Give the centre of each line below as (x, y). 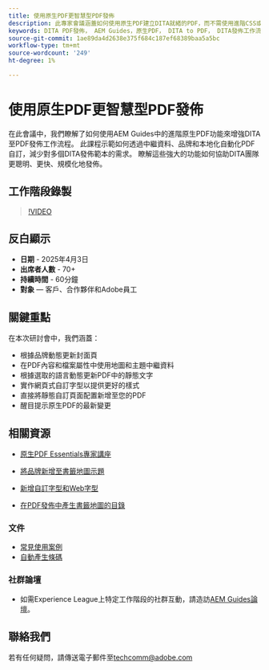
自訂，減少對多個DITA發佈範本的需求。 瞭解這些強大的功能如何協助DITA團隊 (134, 153)
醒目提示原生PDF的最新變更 (66, 406)
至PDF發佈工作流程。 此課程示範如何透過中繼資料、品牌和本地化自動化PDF (132, 143)
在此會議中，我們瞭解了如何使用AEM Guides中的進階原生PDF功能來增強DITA (134, 133)
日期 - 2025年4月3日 (54, 259)
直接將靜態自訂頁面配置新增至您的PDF (83, 395)
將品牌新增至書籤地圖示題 (62, 472)
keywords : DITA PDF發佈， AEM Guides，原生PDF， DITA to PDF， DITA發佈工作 (132, 31)
